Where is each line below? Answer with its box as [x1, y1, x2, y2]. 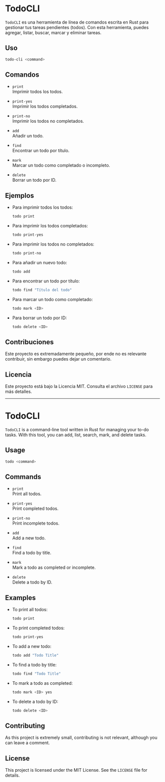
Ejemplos [5, 191, 34, 199]
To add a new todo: [12, 643, 52, 649]
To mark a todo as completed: [12, 680, 73, 686]
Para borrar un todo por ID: [12, 315, 67, 321]
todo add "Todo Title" [12, 653, 59, 658]
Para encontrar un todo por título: [12, 278, 80, 284]
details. [5, 772, 20, 779]
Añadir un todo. [12, 133, 44, 139]
